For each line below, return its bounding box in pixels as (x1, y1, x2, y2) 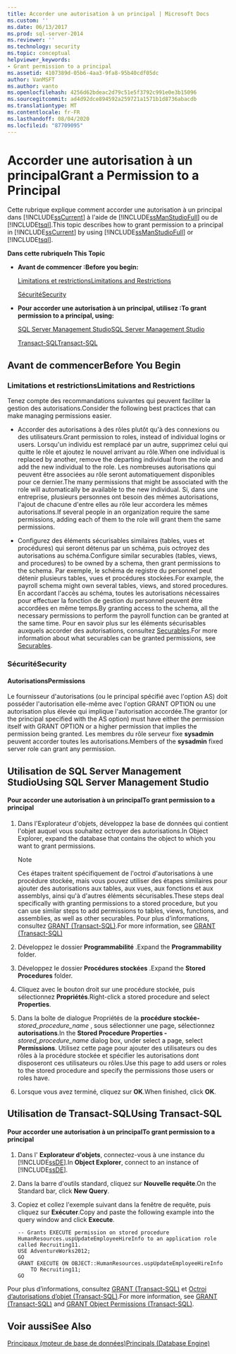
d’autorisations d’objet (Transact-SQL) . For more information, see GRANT (7, 1293, 218, 1301)
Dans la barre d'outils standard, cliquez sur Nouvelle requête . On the (17, 1180, 216, 1188)
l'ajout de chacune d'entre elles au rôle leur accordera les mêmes (17, 501, 208, 509)
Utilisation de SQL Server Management (7, 765, 182, 777)
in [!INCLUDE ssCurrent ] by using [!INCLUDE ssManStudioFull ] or (7, 228, 194, 236)
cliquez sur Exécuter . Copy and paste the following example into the (17, 1208, 215, 1216)
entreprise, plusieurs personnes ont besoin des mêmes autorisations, (17, 493, 219, 501)
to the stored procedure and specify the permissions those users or (17, 1066, 214, 1074)
